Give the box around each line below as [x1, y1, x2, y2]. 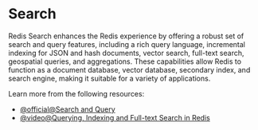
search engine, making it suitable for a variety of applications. [8, 73, 211, 83]
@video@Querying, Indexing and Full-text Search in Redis [19, 112, 211, 122]
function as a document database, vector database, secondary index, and [8, 65, 251, 74]
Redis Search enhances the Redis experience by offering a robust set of [8, 31, 244, 41]
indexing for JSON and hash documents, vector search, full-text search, [8, 48, 244, 57]
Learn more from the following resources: [8, 89, 145, 98]
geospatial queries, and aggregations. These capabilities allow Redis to [8, 57, 241, 66]
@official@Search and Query [19, 104, 115, 114]
